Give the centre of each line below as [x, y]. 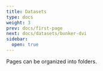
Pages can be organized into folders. [51, 61]
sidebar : [17, 39]
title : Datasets [26, 12]
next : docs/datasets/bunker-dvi [46, 34]
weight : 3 [19, 22]
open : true [25, 45]
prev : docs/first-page [34, 28]
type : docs [20, 17]
